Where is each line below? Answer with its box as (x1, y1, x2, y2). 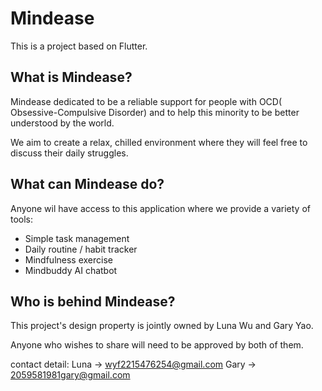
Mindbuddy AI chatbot (24, 264, 118, 276)
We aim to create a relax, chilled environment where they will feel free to (10, 136, 308, 148)
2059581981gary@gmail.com (10, 369, 131, 381)
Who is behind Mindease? (10, 293, 176, 310)
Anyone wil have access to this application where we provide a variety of (10, 202, 311, 214)
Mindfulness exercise (24, 253, 113, 266)
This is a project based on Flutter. (10, 40, 148, 52)
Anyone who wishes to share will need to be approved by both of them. (10, 339, 304, 351)
